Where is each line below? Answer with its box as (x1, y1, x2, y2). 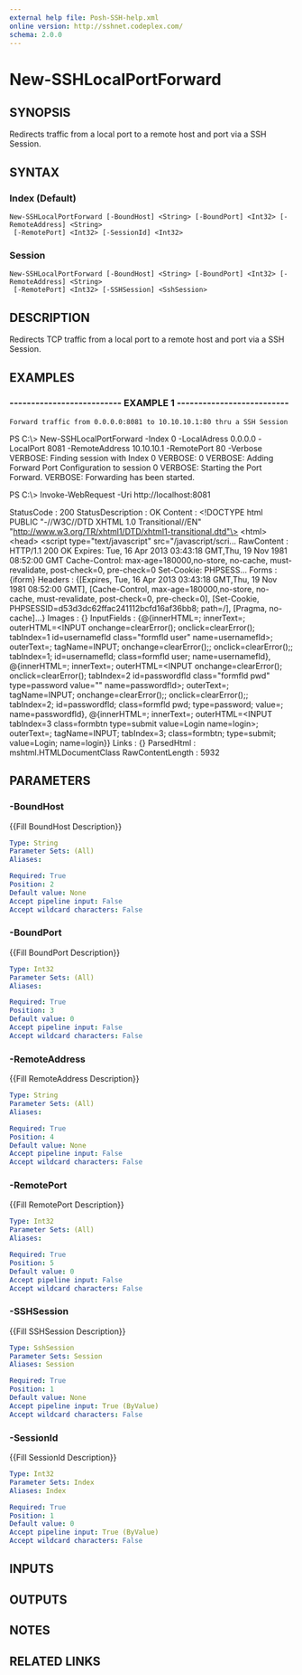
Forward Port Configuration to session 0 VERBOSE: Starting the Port (9, 462, 262, 473)
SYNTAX (9, 165, 60, 180)
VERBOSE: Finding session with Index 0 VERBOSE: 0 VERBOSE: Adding (9, 452, 274, 463)
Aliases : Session (9, 1360, 75, 1369)
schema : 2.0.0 (9, 30, 63, 39)
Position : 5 (9, 1258, 54, 1267)
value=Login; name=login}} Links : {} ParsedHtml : (9, 737, 197, 748)
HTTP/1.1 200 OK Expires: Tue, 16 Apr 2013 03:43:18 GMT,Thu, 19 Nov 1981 (9, 544, 288, 556)
